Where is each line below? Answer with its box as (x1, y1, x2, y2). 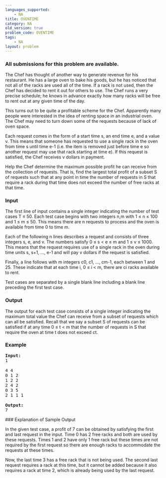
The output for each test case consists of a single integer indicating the (5, 308, 151, 314)
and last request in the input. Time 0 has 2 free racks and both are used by (5, 431, 158, 437)
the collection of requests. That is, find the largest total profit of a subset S (5, 169, 157, 175)
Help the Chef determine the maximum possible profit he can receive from (5, 163, 157, 169)
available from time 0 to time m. (5, 224, 70, 230)
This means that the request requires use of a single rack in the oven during (5, 244, 160, 250)
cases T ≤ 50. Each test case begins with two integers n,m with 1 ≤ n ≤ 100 (5, 213, 158, 219)
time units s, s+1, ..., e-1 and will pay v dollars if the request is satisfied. (5, 250, 150, 256)
